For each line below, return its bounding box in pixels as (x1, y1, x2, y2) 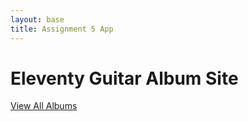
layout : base (10, 14, 65, 25)
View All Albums (10, 100, 78, 112)
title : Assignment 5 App (10, 24, 114, 34)
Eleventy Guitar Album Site (10, 67, 239, 90)
